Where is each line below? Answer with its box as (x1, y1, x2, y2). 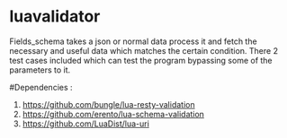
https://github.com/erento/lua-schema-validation (22, 108, 205, 119)
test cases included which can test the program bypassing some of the (9, 55, 273, 65)
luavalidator (9, 6, 101, 27)
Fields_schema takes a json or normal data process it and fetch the (9, 36, 258, 47)
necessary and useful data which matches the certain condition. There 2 (9, 45, 279, 56)
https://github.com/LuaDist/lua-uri (22, 118, 150, 129)
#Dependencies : (9, 82, 74, 92)
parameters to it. (9, 65, 71, 75)
